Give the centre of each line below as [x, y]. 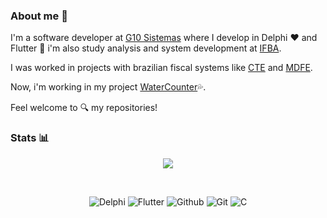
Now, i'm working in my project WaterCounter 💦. [108, 87]
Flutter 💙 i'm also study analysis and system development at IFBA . [146, 48]
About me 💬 [39, 16]
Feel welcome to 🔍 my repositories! [84, 108]
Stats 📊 [30, 138]
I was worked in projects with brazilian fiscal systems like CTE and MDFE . [161, 68]
